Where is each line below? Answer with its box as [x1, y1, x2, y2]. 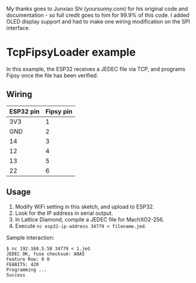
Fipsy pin [45, 107, 73, 115]
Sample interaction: [6, 234, 55, 241]
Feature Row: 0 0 [6, 256, 50, 262]
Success [6, 272, 26, 278]
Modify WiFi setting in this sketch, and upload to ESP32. [14, 203, 155, 210]
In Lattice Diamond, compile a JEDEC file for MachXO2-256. [14, 215, 165, 223]
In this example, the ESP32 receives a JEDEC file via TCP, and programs [6, 65, 186, 72]
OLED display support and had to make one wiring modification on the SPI [6, 18, 190, 25]
